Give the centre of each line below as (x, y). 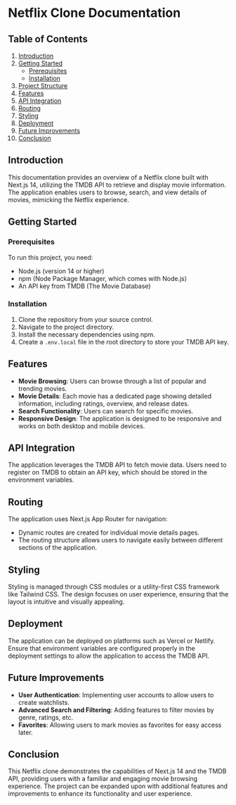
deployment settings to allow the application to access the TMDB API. (109, 656)
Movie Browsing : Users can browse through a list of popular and (112, 381)
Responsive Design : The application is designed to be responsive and (120, 418)
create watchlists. (44, 702)
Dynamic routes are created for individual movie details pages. (109, 532)
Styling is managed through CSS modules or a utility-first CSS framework (114, 587)
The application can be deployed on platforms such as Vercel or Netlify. (112, 641)
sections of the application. (58, 548)
